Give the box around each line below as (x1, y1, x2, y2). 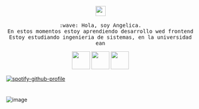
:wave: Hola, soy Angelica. (59, 22, 142, 29)
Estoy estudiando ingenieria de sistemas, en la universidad (8, 34, 192, 41)
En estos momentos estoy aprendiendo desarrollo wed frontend (7, 28, 194, 35)
